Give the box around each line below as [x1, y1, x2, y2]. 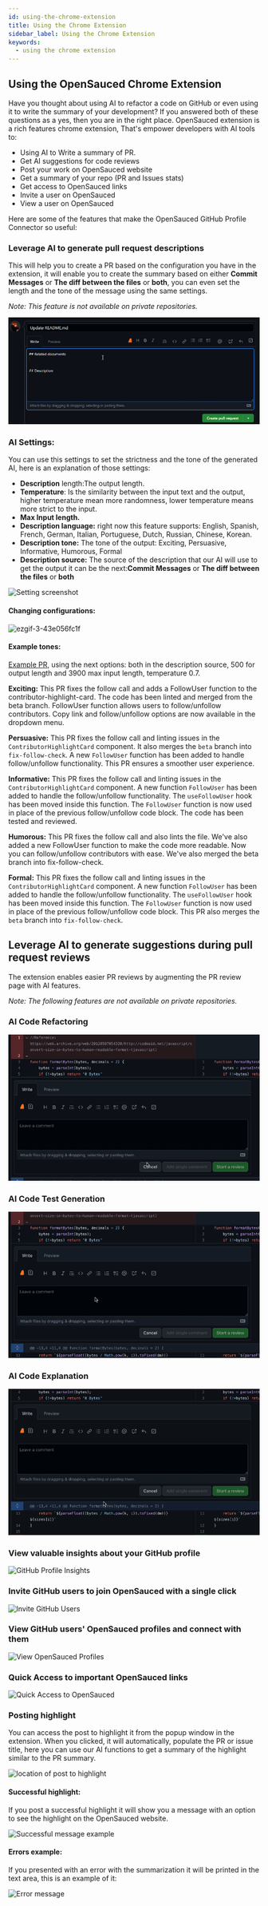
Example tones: [8, 642, 61, 652]
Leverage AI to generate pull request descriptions [8, 242, 205, 253]
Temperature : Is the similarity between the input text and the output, [19, 487, 246, 497]
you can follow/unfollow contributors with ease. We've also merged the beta [8, 849, 259, 858]
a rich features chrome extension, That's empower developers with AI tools [8, 124, 255, 133]
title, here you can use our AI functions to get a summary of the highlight [8, 1745, 247, 1754]
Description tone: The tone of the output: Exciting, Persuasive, [19, 538, 227, 548]
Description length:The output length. [19, 479, 145, 489]
